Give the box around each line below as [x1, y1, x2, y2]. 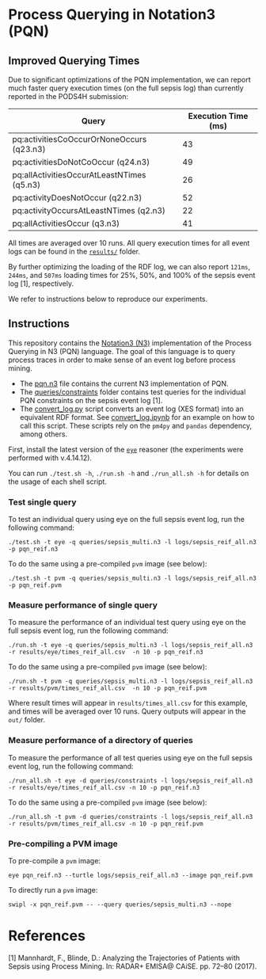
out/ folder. [8, 715, 46, 725]
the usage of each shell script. [8, 477, 107, 486]
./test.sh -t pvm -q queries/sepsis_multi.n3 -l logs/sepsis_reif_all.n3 [8, 574, 257, 583]
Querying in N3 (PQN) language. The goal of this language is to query [8, 346, 236, 356]
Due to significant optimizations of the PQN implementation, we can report [8, 75, 251, 84]
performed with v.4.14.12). [8, 453, 93, 463]
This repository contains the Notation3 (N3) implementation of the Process [8, 338, 252, 348]
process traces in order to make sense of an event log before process [8, 355, 236, 364]
